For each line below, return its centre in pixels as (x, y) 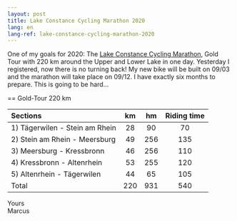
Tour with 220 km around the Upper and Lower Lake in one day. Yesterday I (118, 62)
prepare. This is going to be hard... (58, 84)
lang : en (20, 27)
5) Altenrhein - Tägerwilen (56, 174)
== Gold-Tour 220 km (39, 98)
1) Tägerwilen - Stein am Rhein (64, 128)
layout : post (27, 14)
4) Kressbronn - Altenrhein (57, 163)
